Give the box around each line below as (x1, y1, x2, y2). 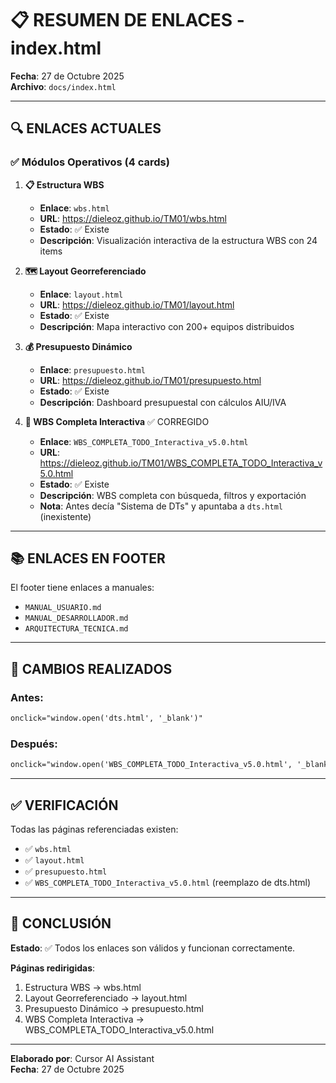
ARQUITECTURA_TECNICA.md (24, 624, 129, 634)
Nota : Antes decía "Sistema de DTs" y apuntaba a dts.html (39, 500, 283, 512)
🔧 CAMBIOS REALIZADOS (10, 660, 173, 677)
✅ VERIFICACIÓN (10, 797, 119, 814)
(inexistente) (39, 510, 92, 522)
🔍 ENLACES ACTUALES (10, 120, 162, 137)
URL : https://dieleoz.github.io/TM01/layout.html (39, 298, 235, 311)
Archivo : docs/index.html (10, 80, 117, 92)
